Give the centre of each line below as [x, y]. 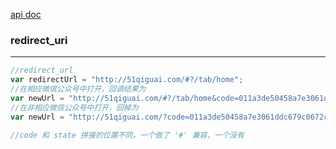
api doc [26, 14]
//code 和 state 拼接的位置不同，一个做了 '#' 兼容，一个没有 [127, 135]
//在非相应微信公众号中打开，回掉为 [74, 107]
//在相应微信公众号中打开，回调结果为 [78, 89]
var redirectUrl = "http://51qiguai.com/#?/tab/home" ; [127, 80]
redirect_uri [39, 40]
